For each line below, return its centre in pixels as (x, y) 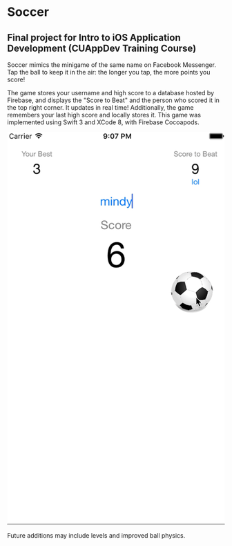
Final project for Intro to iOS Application (94, 38)
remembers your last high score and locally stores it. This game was (104, 115)
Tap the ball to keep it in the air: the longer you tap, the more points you (109, 72)
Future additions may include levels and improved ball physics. (96, 536)
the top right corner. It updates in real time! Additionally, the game (100, 107)
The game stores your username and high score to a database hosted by (111, 93)
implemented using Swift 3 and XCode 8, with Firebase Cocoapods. (103, 122)
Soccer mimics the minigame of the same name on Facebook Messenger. (112, 65)
